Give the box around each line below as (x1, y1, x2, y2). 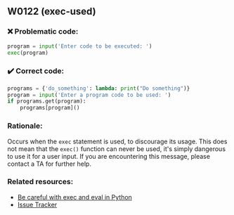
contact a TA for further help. (7, 159, 91, 168)
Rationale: (7, 121, 43, 131)
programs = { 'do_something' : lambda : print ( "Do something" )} (7, 84, 190, 92)
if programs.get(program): (7, 98, 86, 105)
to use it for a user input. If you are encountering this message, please (7, 152, 211, 160)
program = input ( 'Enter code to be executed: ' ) (7, 42, 152, 50)
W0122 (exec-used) (7, 6, 96, 18)
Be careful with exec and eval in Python (17, 193, 132, 201)
